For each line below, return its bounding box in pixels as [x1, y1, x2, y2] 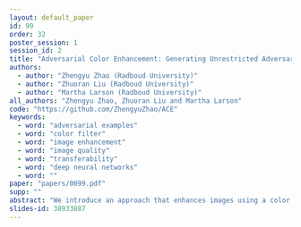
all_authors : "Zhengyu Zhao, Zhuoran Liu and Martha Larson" [9, 96, 243, 105]
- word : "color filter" [17, 130, 106, 139]
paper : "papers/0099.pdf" [9, 180, 106, 189]
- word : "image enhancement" [17, 138, 126, 147]
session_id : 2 [9, 46, 63, 55]
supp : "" [9, 188, 42, 197]
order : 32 [9, 29, 47, 38]
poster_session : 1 [9, 38, 78, 47]
